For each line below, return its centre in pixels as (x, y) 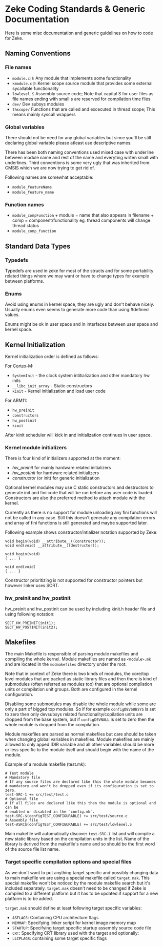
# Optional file (21, 799)
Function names (25, 205)
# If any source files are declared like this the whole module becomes (81, 782)
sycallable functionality (35, 88)
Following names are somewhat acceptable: (49, 177)
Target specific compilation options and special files (68, 862)
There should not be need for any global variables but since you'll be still (78, 137)
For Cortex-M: (19, 366)
